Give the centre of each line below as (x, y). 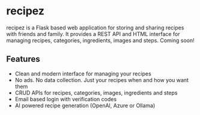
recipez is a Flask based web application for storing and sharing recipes (95, 28)
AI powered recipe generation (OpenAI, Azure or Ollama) (85, 105)
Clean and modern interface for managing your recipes (83, 74)
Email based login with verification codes (66, 99)
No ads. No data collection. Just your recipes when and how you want (102, 80)
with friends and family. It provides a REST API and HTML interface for (93, 34)
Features (23, 59)
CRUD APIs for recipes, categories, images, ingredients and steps (96, 93)
